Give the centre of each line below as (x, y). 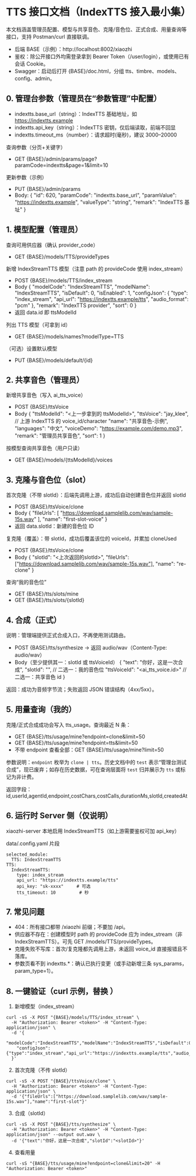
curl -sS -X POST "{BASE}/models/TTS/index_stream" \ (73, 1018)
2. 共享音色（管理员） (45, 380)
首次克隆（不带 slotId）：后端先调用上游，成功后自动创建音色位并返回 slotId (96, 495)
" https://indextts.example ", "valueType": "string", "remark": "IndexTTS (99, 202)
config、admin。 (35, 78)
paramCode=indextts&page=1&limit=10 (61, 165)
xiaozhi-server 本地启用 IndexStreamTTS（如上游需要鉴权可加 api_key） (93, 831)
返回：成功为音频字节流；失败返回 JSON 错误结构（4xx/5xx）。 (82, 689)
